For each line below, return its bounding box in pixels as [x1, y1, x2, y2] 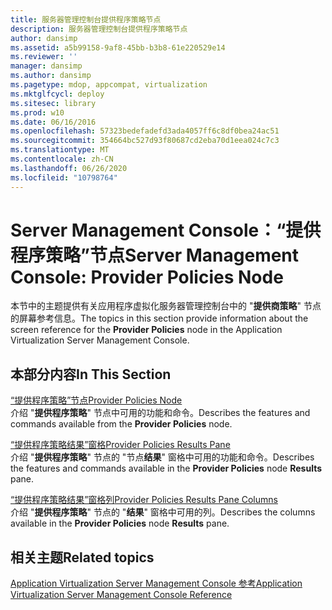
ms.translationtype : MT [10, 145, 110, 155]
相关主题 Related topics [10, 549, 155, 566]
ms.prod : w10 [10, 107, 65, 118]
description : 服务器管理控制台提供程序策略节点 [10, 24, 188, 34]
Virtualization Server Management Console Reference [10, 589, 233, 601]
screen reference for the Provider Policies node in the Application [10, 324, 283, 336]
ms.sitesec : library [10, 98, 97, 108]
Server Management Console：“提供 [10, 219, 322, 241]
